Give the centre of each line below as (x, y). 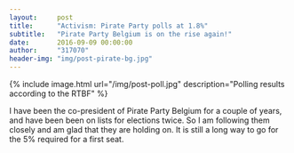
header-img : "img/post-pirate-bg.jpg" (81, 59)
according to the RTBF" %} (59, 93)
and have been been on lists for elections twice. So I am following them (139, 120)
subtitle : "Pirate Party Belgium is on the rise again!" (121, 34)
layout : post (41, 17)
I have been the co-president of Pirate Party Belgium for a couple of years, (146, 111)
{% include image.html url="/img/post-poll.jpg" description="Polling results (147, 84)
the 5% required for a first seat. (67, 139)
